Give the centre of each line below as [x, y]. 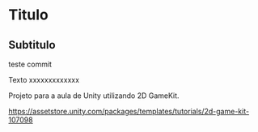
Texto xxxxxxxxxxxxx [44, 80]
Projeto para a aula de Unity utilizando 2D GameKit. [94, 96]
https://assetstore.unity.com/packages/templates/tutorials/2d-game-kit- [129, 111]
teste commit [30, 64]
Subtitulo [32, 45]
